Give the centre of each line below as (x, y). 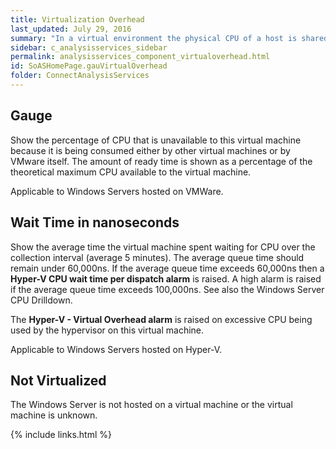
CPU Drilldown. (41, 300)
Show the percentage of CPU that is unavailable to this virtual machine (156, 140)
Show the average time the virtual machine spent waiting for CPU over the (163, 247)
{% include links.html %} (61, 435)
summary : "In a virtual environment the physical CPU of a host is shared (169, 38)
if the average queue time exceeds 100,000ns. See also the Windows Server (167, 289)
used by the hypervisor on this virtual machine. (107, 330)
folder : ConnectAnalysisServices (80, 76)
